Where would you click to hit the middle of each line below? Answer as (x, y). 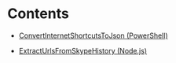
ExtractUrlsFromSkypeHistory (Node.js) (82, 50)
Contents (38, 14)
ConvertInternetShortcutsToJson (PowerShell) (93, 35)
